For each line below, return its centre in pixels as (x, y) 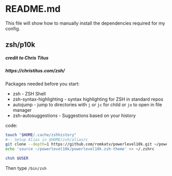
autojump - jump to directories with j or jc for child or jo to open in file (87, 104)
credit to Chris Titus (27, 57)
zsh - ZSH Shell (29, 93)
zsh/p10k (20, 45)
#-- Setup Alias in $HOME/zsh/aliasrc (47, 140)
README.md (33, 9)
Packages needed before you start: (42, 84)
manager (22, 110)
